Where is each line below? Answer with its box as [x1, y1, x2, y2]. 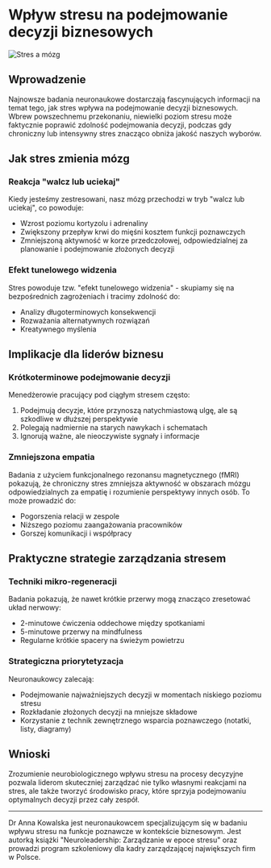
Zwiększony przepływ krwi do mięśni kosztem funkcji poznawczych [19, 227, 246, 237]
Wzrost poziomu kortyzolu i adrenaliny [19, 219, 148, 228]
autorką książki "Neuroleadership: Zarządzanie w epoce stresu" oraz [8, 835, 238, 845]
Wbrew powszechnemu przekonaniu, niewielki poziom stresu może [8, 111, 232, 121]
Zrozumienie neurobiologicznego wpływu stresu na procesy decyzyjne [8, 769, 244, 778]
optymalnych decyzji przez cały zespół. [8, 795, 140, 804]
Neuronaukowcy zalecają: [8, 674, 94, 683]
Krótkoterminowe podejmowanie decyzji [8, 372, 171, 383]
